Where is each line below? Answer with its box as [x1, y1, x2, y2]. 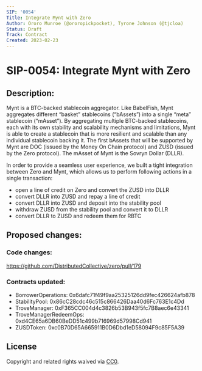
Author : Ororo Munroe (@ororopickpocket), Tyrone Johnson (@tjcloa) [6, 20, 184, 26]
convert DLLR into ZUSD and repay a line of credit [15, 193, 141, 200]
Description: [6, 88, 55, 98]
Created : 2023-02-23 [6, 37, 59, 43]
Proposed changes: [6, 230, 82, 240]
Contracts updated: [6, 277, 66, 286]
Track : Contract [6, 32, 47, 38]
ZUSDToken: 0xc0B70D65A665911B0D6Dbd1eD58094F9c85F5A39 [15, 323, 184, 331]
